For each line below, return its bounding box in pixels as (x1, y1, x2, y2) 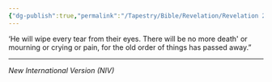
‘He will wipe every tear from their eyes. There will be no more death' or (8, 34, 249, 43)
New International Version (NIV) (8, 65, 115, 75)
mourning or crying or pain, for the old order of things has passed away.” (8, 42, 252, 52)
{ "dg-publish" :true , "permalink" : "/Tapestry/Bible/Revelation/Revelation (8, 11, 259, 20)
